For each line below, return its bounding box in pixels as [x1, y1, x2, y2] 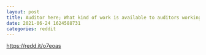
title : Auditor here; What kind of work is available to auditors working [6, 15, 202, 21]
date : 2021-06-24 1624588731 [6, 20, 81, 26]
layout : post [6, 8, 40, 15]
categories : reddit [6, 25, 56, 32]
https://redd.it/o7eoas [6, 42, 61, 50]
